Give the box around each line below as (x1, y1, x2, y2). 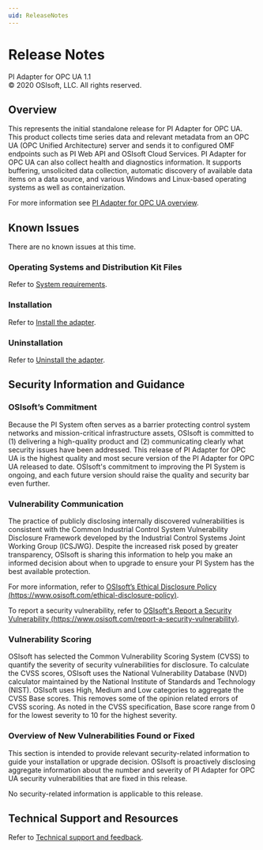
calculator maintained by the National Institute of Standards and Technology (8, 677, 256, 686)
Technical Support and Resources (8, 812, 179, 825)
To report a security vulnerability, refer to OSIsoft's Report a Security (8, 606, 232, 615)
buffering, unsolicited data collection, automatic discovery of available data (8, 166, 253, 176)
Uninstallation (8, 337, 63, 348)
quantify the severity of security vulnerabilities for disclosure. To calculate (8, 660, 250, 670)
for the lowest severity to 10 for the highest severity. (8, 711, 178, 720)
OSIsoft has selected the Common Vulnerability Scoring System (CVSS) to (8, 652, 250, 661)
